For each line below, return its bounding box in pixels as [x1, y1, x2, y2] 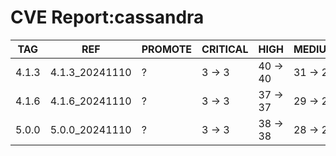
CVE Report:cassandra [10, 6, 205, 29]
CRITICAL [201, 42, 249, 56]
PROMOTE [141, 42, 193, 56]
